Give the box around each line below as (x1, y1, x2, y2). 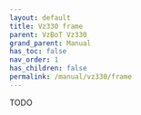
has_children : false (9, 64, 88, 73)
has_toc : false (9, 47, 67, 56)
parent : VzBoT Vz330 (9, 30, 88, 39)
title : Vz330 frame (9, 22, 84, 31)
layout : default (9, 13, 71, 23)
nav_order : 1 (9, 55, 59, 64)
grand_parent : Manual (9, 38, 92, 48)
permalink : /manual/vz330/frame (9, 72, 132, 81)
